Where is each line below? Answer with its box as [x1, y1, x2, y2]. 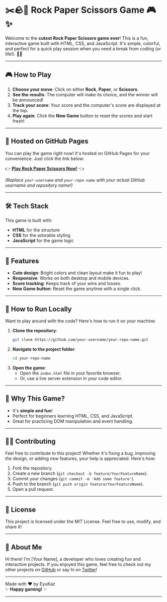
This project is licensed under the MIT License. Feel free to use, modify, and [5, 519, 161, 525]
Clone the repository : [12, 328, 58, 333]
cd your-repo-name [12, 356, 51, 361]
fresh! [12, 118, 25, 124]
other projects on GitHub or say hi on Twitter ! [5, 567, 98, 572]
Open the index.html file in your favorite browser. [19, 370, 121, 376]
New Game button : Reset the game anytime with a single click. [12, 286, 142, 292]
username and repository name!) [5, 182, 73, 188]
